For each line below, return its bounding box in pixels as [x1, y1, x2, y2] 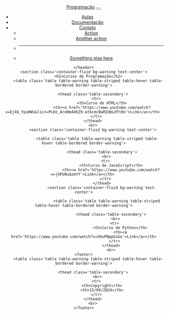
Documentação [71, 19, 104, 25]
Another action [76, 36, 107, 41]
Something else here [70, 55, 113, 61]
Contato [79, 24, 96, 31]
